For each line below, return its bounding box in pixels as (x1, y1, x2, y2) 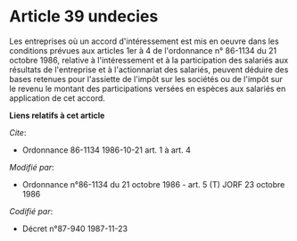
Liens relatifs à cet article (9, 110, 105, 120)
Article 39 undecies (9, 6, 159, 27)
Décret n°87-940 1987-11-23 (21, 223, 128, 234)
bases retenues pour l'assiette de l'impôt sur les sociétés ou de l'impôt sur (9, 73, 284, 84)
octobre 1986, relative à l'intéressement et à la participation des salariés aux (9, 54, 289, 65)
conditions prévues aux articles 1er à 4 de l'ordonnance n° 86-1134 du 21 (9, 45, 277, 55)
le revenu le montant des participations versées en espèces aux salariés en (9, 83, 286, 94)
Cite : (9, 127, 27, 137)
